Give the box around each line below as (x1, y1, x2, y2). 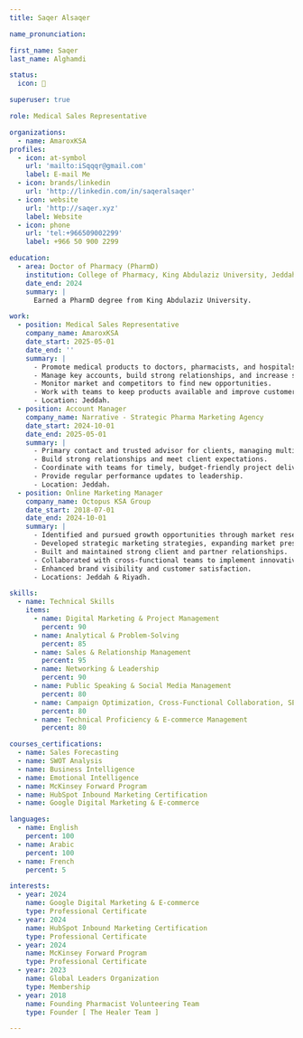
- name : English (17, 824, 78, 833)
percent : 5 (25, 865, 67, 874)
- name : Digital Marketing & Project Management (32, 614, 220, 623)
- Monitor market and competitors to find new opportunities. (32, 379, 272, 389)
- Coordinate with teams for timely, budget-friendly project (32, 463, 272, 473)
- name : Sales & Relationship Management (32, 647, 192, 656)
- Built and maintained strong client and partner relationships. (32, 547, 289, 556)
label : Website (25, 212, 83, 222)
